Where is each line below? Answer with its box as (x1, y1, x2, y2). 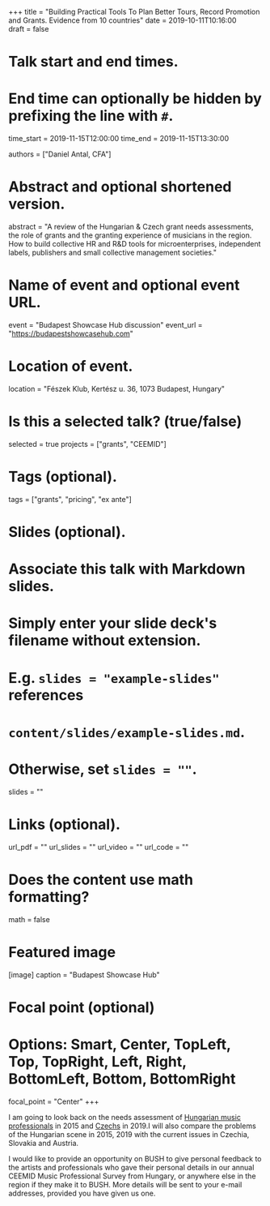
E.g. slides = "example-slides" (8, 668, 220, 687)
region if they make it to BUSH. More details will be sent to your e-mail (8, 1179, 243, 1189)
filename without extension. (8, 632, 201, 650)
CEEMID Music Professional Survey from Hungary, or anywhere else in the (8, 1171, 256, 1181)
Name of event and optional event (8, 276, 240, 294)
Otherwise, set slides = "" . (8, 760, 197, 778)
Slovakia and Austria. (8, 1138, 79, 1148)
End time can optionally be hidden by (8, 89, 262, 108)
